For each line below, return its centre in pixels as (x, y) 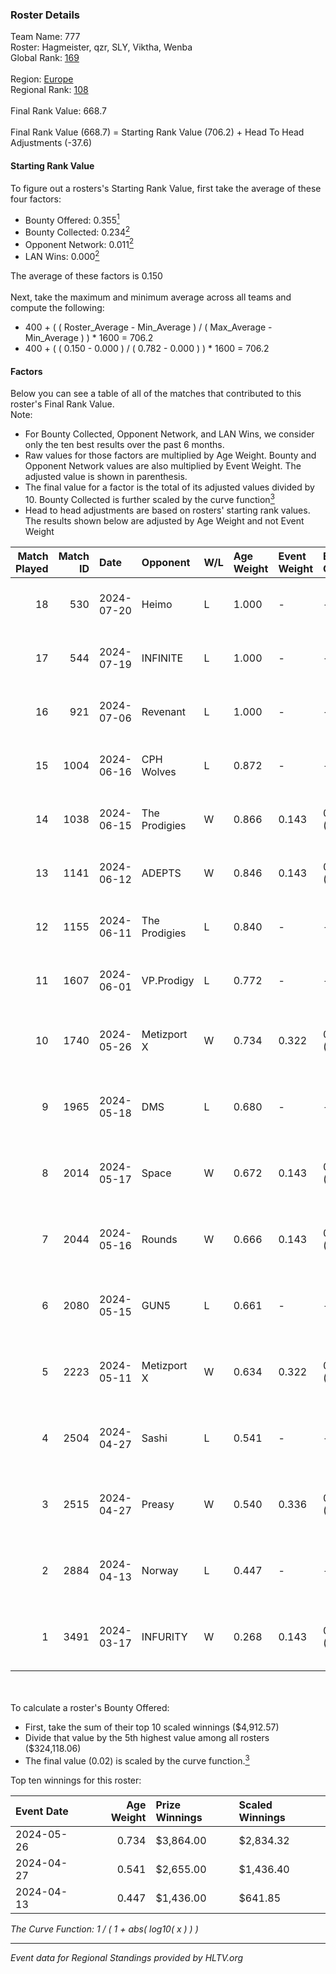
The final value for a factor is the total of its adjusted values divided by (169, 487)
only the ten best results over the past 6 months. (124, 445)
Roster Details (45, 15)
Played (32, 568)
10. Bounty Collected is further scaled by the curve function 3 (149, 498)
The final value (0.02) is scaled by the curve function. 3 (137, 1760)
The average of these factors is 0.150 (86, 276)
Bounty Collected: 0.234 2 (77, 231)
